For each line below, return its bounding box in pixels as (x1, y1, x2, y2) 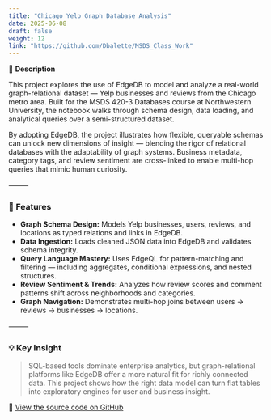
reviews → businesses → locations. (19, 305, 138, 316)
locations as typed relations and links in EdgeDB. (19, 228, 184, 238)
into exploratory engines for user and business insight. (28, 386, 210, 397)
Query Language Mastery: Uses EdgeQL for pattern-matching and (19, 254, 244, 264)
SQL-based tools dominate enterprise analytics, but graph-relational (28, 361, 256, 371)
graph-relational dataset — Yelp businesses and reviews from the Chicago (8, 88, 256, 98)
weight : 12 (8, 34, 45, 43)
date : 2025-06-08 (8, 19, 67, 28)
